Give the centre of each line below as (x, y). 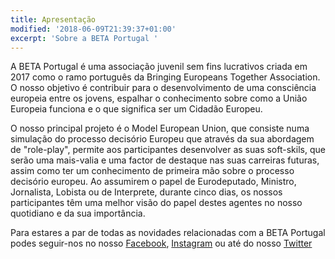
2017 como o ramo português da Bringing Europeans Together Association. (165, 77)
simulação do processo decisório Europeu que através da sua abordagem (162, 139)
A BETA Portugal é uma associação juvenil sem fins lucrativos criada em (159, 67)
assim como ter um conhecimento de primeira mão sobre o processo (152, 171)
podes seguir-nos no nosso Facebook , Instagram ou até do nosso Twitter (161, 243)
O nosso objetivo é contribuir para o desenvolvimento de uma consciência (163, 88)
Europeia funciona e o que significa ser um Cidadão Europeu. (136, 109)
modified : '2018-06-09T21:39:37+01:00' (93, 29)
